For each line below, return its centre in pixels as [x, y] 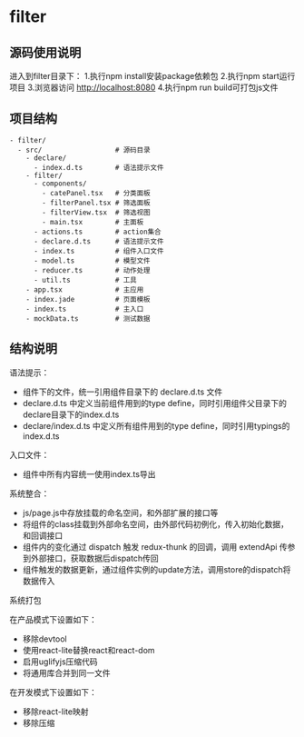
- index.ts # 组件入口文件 [98, 251]
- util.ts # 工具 [85, 280]
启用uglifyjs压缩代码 [60, 662]
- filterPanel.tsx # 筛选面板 [97, 203]
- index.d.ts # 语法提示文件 [98, 167]
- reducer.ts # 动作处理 [92, 270]
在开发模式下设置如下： [53, 692]
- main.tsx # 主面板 [93, 222]
